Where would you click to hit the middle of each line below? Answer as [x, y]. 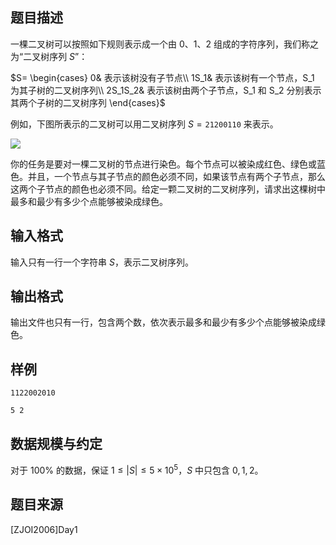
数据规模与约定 [56, 443]
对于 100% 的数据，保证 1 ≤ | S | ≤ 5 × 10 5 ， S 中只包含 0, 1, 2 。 [137, 469]
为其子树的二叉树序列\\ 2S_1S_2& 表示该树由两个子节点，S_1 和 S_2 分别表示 [166, 90]
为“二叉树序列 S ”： [49, 56]
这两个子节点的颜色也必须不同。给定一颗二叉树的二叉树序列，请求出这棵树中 [168, 189]
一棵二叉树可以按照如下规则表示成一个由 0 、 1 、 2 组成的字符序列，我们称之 [164, 44]
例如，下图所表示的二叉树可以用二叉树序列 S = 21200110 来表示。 [144, 124]
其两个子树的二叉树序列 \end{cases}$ [88, 102]
